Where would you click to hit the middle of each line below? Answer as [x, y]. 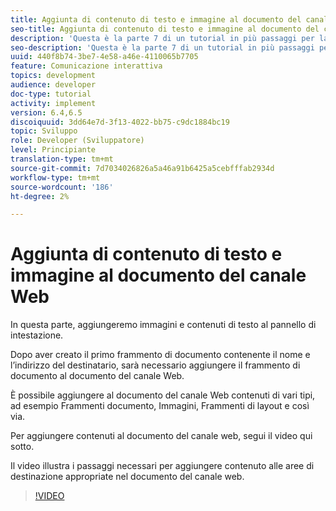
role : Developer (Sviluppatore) [77, 141]
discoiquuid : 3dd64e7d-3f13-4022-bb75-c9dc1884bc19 [120, 122]
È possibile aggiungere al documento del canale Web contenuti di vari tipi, [163, 395]
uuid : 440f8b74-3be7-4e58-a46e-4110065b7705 [104, 57]
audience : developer [53, 85]
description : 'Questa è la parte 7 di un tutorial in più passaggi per [162, 38]
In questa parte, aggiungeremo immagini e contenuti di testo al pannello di [163, 325]
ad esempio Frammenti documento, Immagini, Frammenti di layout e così [160, 406]
